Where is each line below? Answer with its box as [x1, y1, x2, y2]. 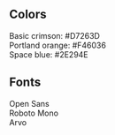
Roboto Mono [9, 108, 59, 118]
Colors [9, 7, 47, 22]
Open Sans [9, 98, 50, 109]
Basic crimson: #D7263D [9, 30, 100, 41]
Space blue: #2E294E [9, 49, 88, 60]
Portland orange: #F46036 [9, 40, 106, 50]
